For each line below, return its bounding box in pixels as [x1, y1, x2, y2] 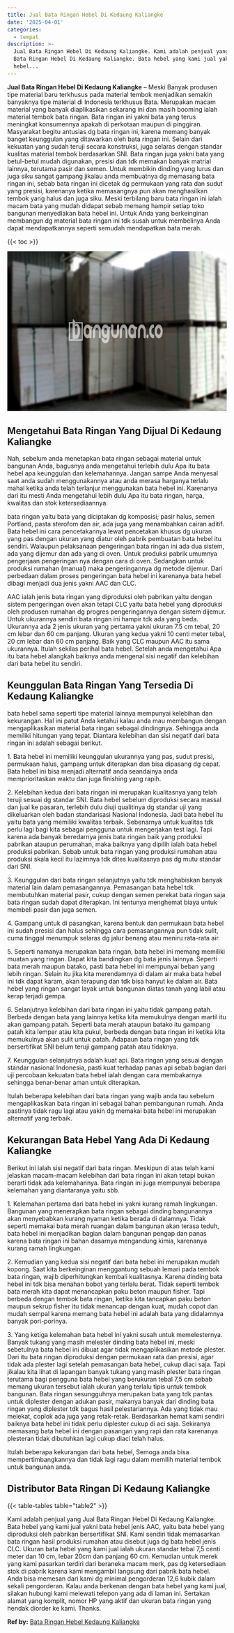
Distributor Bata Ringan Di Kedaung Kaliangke [7, 1483, 210, 1495]
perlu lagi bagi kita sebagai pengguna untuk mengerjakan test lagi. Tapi [7, 825, 212, 834]
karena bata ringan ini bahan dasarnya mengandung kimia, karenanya [7, 1236, 208, 1245]
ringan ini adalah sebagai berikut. [7, 739, 103, 747]
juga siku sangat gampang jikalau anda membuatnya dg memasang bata [7, 172, 215, 180]
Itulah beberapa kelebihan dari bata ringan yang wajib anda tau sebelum [7, 1091, 214, 1100]
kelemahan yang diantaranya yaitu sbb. [7, 1185, 120, 1194]
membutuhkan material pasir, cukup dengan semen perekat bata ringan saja [7, 890, 226, 899]
